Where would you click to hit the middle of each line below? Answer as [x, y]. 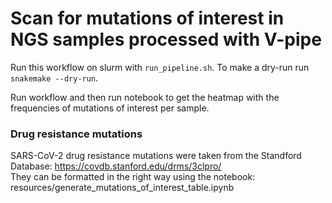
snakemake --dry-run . [54, 78]
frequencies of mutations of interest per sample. [110, 108]
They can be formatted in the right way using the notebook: [133, 177]
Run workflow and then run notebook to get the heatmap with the [145, 97]
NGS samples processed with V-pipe [166, 39]
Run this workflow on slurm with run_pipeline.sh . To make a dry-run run [160, 67]
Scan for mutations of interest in [147, 18]
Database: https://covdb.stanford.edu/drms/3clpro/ [116, 166]
